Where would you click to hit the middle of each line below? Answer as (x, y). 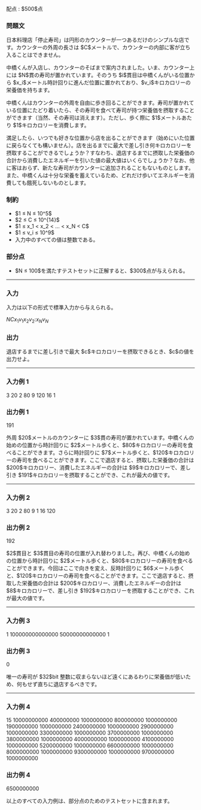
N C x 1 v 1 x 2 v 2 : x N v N (28, 320)
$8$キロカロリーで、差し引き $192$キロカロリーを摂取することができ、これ (100, 591)
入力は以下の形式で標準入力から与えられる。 (61, 308)
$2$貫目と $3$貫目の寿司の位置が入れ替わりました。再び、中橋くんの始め (98, 553)
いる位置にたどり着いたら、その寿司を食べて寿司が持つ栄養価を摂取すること (100, 110)
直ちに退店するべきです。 (69, 684)
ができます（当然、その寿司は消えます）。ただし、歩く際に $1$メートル (94, 118)
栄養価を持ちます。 (30, 90)
